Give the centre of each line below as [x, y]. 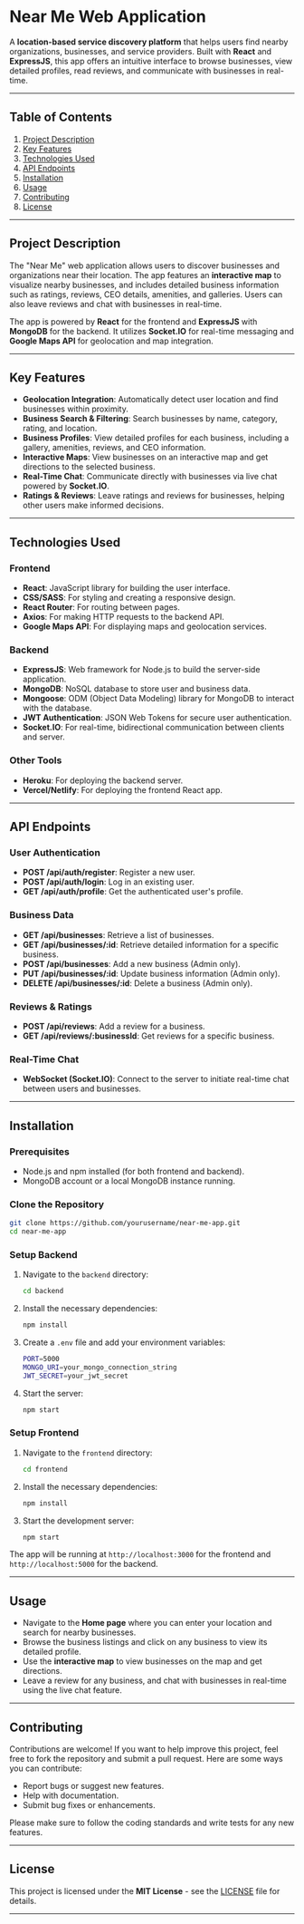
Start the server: [53, 1393]
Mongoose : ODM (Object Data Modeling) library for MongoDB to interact [158, 699]
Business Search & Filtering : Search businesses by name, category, [150, 419]
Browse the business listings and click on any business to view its [145, 1642]
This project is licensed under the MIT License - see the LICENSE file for [145, 1890]
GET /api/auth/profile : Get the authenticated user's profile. [133, 892]
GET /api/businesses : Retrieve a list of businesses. [118, 934]
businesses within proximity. [75, 409]
